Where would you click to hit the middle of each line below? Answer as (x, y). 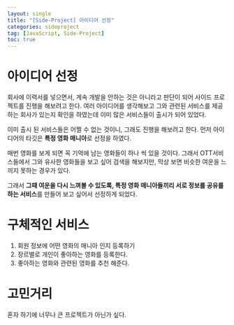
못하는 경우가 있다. (45, 171)
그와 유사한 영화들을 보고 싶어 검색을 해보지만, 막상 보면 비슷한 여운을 (125, 162)
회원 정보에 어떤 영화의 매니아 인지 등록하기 (76, 246)
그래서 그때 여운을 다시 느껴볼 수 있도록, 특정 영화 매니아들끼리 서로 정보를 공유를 (116, 185)
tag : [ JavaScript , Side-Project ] (56, 33)
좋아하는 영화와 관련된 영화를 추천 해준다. (73, 263)
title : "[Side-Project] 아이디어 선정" (61, 20)
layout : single (29, 14)
